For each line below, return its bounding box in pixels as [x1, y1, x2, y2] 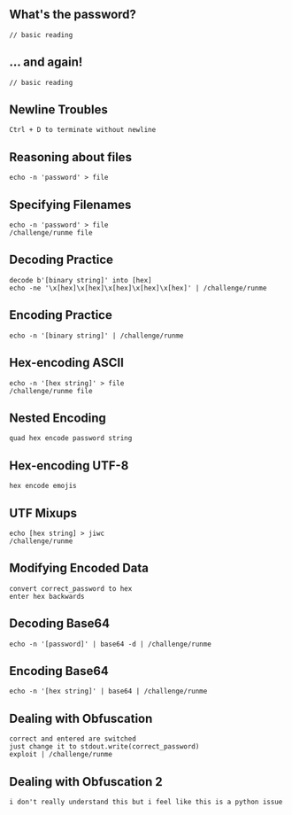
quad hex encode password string [9, 434, 133, 443]
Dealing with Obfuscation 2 [9, 774, 163, 789]
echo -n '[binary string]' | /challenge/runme [9, 331, 184, 340]
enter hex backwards [9, 592, 86, 601]
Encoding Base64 [9, 664, 109, 679]
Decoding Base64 [9, 616, 111, 632]
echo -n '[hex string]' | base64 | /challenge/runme [9, 687, 208, 696]
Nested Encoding [9, 410, 106, 425]
